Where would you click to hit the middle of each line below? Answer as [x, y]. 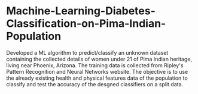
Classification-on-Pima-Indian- [86, 23]
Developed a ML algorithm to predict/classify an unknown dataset [87, 52]
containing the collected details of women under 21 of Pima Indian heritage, [99, 59]
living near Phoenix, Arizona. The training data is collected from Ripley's [95, 65]
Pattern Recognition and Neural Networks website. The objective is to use [97, 71]
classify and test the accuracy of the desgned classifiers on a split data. [95, 84]
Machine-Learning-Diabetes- [81, 11]
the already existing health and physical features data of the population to [97, 78]
